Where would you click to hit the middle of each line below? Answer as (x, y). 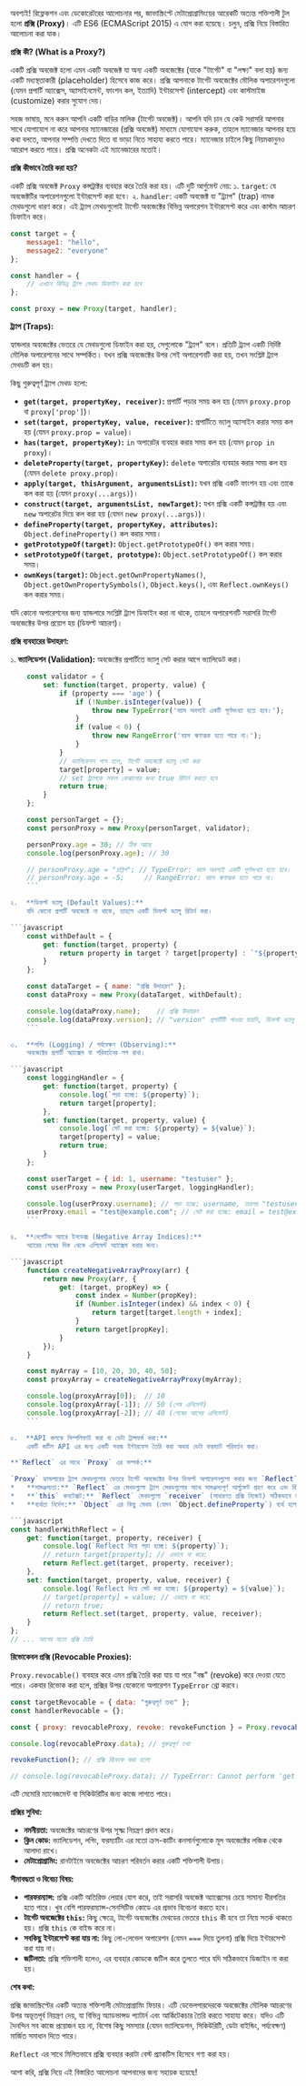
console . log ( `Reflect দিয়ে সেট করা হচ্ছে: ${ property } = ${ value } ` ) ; (164, 1589)
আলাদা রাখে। (41, 1850)
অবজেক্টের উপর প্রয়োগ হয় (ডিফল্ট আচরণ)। (67, 623)
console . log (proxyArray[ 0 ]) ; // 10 (96, 1396)
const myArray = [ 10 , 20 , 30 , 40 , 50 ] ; (102, 1371)
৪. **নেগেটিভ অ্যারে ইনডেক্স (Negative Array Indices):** (106, 1237)
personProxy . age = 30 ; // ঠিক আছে (89, 845)
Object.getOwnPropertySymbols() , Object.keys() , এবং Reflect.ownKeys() (156, 584)
